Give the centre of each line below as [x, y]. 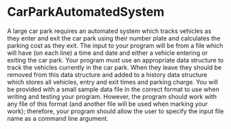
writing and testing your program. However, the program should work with [112, 96]
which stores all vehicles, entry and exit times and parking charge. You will [113, 82]
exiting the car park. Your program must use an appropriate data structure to [115, 60]
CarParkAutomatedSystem [86, 12]
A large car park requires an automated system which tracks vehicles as [109, 31]
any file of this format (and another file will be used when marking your [108, 104]
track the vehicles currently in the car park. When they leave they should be [114, 67]
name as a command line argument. [58, 118]
